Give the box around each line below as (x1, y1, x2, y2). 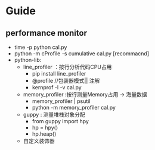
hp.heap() (32, 130, 57, 137)
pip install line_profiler (32, 70, 86, 77)
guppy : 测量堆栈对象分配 (23, 111, 86, 118)
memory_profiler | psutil (32, 98, 91, 105)
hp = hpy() (32, 124, 58, 131)
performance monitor (5, 28, 88, 38)
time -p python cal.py (14, 43, 67, 51)
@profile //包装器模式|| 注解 (32, 77, 100, 84)
